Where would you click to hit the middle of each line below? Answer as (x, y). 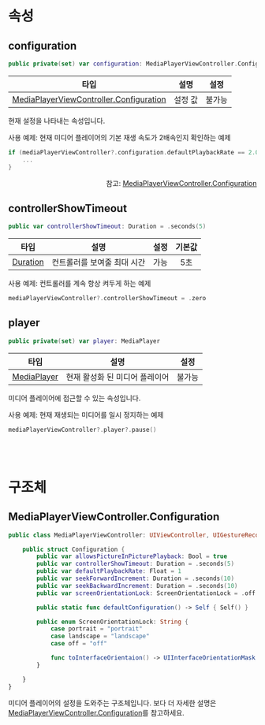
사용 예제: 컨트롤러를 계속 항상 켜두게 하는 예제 (80, 284)
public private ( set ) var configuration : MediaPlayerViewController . (123, 64)
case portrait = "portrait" (97, 629)
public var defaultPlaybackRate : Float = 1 (109, 571)
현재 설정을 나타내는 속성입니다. (57, 121)
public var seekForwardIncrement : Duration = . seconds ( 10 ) (136, 578)
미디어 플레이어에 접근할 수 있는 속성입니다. (75, 398)
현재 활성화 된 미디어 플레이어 (118, 377)
